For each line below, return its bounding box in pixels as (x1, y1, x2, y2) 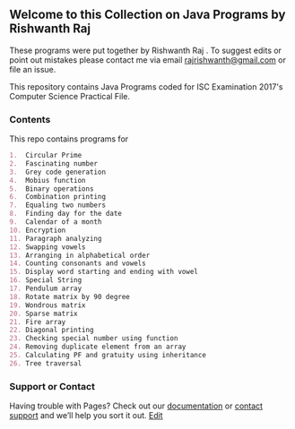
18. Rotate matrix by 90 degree (9, 292, 130, 301)
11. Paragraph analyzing (9, 234, 102, 243)
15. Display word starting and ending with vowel (9, 268, 199, 277)
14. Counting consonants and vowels (9, 259, 146, 268)
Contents (9, 113, 51, 125)
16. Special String (9, 276, 82, 285)
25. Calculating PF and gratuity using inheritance (9, 351, 206, 360)
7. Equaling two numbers (9, 201, 106, 210)
